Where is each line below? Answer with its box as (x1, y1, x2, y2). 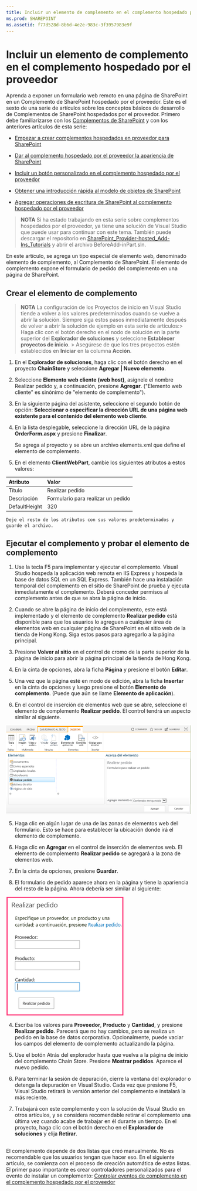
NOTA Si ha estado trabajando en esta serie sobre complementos (20, 216, 179, 223)
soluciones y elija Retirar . (14, 1130, 77, 1137)
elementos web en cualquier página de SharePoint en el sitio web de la (14, 624, 186, 631)
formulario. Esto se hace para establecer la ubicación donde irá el (14, 826, 174, 833)
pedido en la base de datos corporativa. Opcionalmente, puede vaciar (14, 1034, 184, 1041)
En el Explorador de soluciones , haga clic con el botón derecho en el (14, 359, 183, 366)
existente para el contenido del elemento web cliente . (14, 413, 148, 420)
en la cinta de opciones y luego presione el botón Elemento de (14, 683, 167, 690)
